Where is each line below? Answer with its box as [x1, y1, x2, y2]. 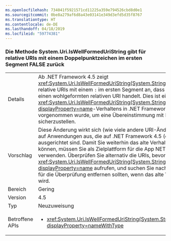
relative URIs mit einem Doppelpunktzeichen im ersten [5, 54, 142, 61]
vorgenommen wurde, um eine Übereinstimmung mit [38, 112, 164, 119]
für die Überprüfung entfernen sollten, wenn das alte [38, 171, 164, 178]
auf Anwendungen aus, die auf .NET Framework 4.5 [38, 133, 162, 140]
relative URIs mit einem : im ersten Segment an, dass [38, 86, 165, 93]
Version [8, 194, 26, 201]
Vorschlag [8, 152, 32, 159]
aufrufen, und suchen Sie [94, 164, 154, 172]
